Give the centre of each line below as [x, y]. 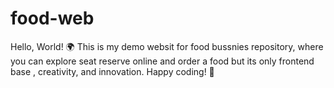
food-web [52, 18]
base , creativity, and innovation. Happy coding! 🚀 [112, 71]
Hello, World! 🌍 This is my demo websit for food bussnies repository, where [167, 46]
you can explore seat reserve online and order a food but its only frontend [162, 61]
